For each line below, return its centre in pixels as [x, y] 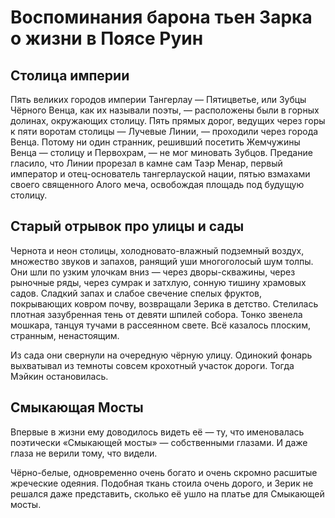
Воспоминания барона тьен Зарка [161, 17]
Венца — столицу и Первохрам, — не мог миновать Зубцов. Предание [161, 152]
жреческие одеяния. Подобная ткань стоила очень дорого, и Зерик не [162, 483]
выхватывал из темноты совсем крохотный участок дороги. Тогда [152, 365]
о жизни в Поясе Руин [107, 38]
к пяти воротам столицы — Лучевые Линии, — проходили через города [164, 131]
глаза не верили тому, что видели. [84, 453]
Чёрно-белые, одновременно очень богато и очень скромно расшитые [164, 472]
